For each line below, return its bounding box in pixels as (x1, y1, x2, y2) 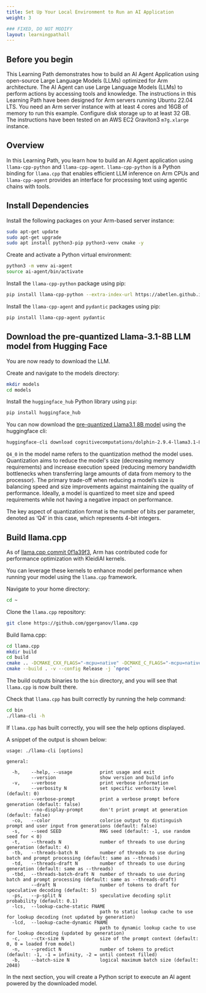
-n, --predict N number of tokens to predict (12, 946, 174, 953)
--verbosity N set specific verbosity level (31, 785, 177, 791)
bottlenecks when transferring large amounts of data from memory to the (6, 470, 191, 477)
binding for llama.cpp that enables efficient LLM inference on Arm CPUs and (6, 169, 199, 177)
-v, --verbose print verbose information (12, 780, 169, 786)
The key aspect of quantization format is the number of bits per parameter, (6, 508, 195, 515)
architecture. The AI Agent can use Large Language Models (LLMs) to (6, 83, 183, 91)
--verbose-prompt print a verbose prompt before (31, 796, 180, 802)
